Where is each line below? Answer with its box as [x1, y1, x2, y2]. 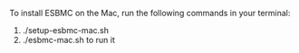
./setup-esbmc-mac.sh [22, 25, 109, 35]
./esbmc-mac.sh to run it [22, 35, 115, 45]
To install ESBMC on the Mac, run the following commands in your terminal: [9, 8, 291, 18]
